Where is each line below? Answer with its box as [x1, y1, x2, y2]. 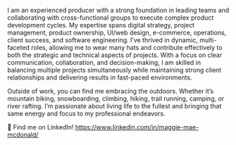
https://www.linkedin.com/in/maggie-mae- [75, 123, 199, 131]
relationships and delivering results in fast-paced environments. [7, 73, 192, 82]
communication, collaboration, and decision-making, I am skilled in [7, 58, 201, 66]
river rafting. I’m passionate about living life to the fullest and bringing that [7, 102, 222, 110]
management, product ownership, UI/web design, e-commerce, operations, [7, 28, 227, 37]
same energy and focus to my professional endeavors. [7, 109, 166, 118]
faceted [7, 44, 30, 51]
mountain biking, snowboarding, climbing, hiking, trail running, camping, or [7, 94, 225, 103]
